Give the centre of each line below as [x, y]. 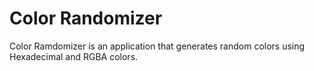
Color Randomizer [86, 18]
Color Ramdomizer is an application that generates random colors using [157, 46]
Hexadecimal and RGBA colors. [74, 56]
